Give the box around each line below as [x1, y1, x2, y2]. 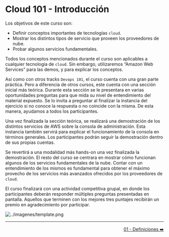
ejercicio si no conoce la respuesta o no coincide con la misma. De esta [5, 103, 154, 109]
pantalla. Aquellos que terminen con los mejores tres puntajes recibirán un [5, 196, 159, 202]
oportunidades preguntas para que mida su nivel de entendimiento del [5, 92, 151, 98]
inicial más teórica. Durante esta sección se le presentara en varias [5, 87, 144, 93]
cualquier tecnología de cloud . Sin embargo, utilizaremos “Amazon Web [5, 61, 153, 67]
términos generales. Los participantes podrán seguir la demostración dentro [5, 134, 163, 140]
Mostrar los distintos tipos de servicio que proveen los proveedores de [12, 35, 159, 41]
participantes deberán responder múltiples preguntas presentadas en [5, 191, 149, 197]
